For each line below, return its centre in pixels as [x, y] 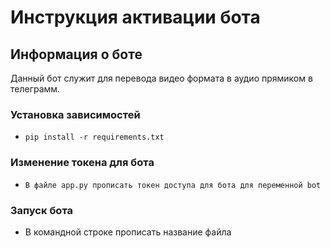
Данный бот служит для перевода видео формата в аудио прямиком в [161, 78]
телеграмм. [35, 89]
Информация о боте [76, 54]
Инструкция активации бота [135, 17]
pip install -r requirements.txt [94, 137]
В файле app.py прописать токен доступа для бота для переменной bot [173, 185]
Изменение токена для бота [82, 163]
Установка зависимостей [75, 114]
